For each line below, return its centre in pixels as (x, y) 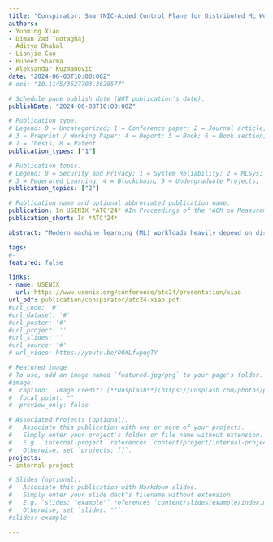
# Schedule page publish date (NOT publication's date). (107, 98)
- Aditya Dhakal (36, 46)
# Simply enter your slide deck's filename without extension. (121, 495)
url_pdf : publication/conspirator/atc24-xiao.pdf (94, 300)
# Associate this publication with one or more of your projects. (127, 427)
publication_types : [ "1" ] (52, 151)
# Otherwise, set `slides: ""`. (67, 510)
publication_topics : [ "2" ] (54, 189)
